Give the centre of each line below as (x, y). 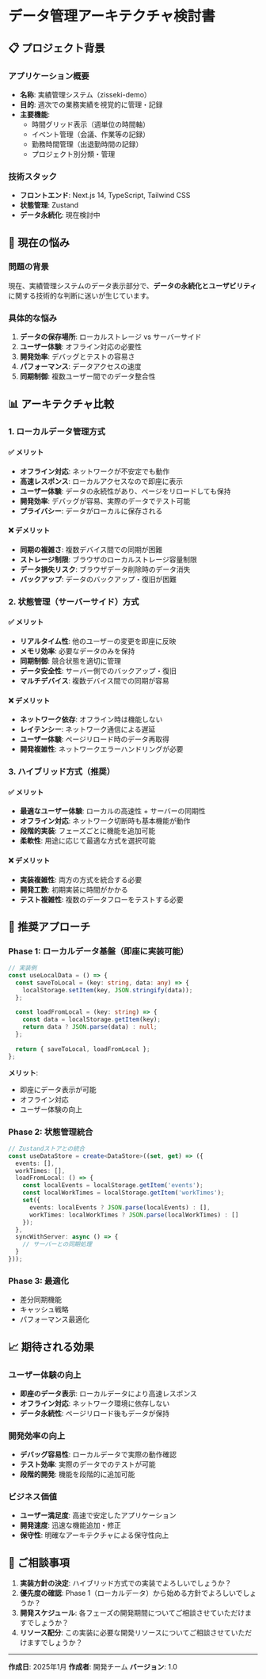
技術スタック (33, 177)
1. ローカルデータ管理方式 (57, 432)
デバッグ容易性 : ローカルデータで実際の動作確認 (98, 1455)
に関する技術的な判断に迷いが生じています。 (81, 295)
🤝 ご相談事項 (39, 1562)
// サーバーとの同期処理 (57, 1244)
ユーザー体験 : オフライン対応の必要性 (81, 347)
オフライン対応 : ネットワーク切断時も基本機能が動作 (105, 821)
